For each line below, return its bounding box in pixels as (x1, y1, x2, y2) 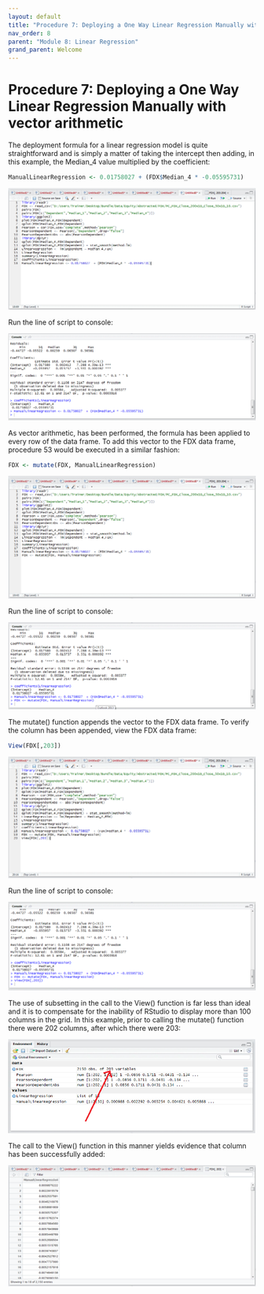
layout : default (8, 13, 61, 20)
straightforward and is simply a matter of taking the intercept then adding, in (8, 149, 255, 158)
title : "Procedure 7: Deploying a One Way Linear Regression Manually (8, 20, 244, 29)
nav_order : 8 (8, 29, 51, 37)
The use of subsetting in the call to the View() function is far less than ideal (8, 998, 251, 1007)
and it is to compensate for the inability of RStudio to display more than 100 (8, 1007, 251, 1016)
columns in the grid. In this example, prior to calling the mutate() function (8, 1014, 244, 1024)
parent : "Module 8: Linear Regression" (8, 38, 139, 46)
